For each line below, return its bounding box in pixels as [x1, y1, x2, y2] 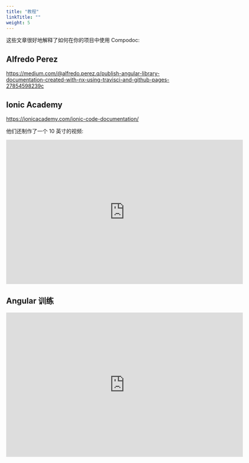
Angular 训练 [6, 296, 54, 306]
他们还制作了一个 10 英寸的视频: [6, 128, 84, 134]
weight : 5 [6, 20, 31, 25]
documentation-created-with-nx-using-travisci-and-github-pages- [6, 76, 170, 83]
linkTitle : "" [6, 14, 41, 20]
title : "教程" [6, 8, 40, 15]
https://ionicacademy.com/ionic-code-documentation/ [6, 115, 139, 122]
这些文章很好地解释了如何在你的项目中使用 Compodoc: [6, 37, 140, 44]
